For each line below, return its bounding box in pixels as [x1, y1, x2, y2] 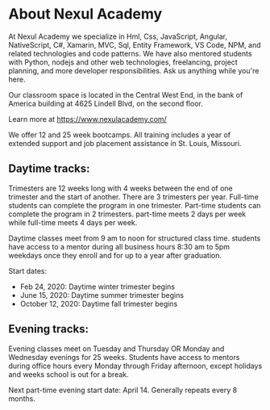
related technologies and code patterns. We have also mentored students [8, 48, 252, 58]
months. [8, 393, 36, 404]
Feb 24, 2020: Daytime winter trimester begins [19, 282, 176, 291]
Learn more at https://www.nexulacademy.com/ [8, 114, 167, 123]
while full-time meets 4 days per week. [8, 217, 138, 227]
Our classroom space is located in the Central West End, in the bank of [8, 90, 243, 99]
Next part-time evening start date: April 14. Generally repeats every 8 [8, 385, 238, 395]
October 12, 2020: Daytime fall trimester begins [19, 299, 178, 308]
